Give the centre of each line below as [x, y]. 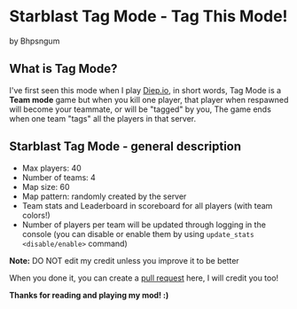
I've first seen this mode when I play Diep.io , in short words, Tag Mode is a [145, 90]
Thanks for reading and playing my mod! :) [89, 295]
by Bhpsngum [35, 41]
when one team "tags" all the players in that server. [103, 118]
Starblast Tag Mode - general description [125, 147]
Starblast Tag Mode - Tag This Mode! [148, 16]
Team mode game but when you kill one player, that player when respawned [149, 99]
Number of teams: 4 [59, 177]
